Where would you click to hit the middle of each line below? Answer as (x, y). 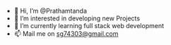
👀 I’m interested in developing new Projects (77, 18)
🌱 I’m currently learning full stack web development (89, 26)
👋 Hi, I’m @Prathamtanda (50, 11)
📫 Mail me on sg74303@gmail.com (66, 34)
